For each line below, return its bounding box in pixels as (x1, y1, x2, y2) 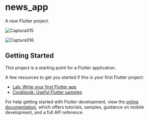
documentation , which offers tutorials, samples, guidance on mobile (5, 104, 144, 110)
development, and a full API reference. (5, 109, 84, 115)
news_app (5, 1, 49, 13)
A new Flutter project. (5, 18, 50, 24)
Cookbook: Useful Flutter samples (12, 89, 82, 95)
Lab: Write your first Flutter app (12, 84, 77, 90)
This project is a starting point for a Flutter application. (5, 64, 116, 70)
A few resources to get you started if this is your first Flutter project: (5, 74, 144, 80)
